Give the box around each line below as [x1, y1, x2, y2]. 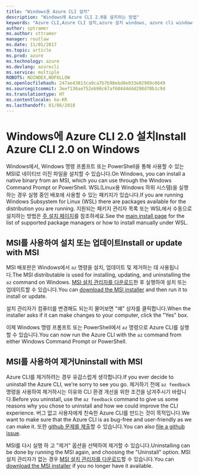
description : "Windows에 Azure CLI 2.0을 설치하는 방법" [6, 14, 140, 20]
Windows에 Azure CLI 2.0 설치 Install [6, 130, 187, 143]
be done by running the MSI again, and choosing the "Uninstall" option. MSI [6, 448, 191, 456]
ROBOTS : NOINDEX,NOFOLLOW [6, 75, 70, 81]
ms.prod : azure [6, 53, 44, 59]
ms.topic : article [6, 47, 52, 53]
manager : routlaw [6, 36, 49, 42]
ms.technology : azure [6, 58, 60, 64]
